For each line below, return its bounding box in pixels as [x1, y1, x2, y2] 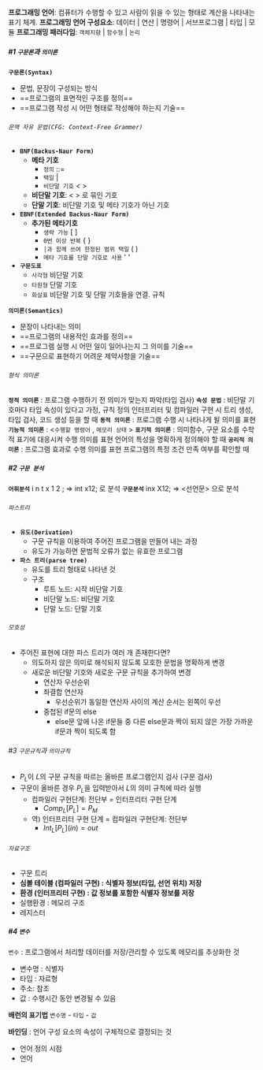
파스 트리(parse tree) [19, 556, 88, 564]
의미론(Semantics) [8, 307, 64, 315]
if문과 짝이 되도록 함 [54, 726, 117, 736]
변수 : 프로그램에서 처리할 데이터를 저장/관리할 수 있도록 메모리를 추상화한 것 [8, 947, 240, 957]
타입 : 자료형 [19, 974, 58, 983]
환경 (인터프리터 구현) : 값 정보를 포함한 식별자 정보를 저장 [19, 888, 194, 897]
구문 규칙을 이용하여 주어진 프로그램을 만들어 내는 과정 [31, 536, 198, 546]
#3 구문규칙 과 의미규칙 [8, 746, 71, 756]
